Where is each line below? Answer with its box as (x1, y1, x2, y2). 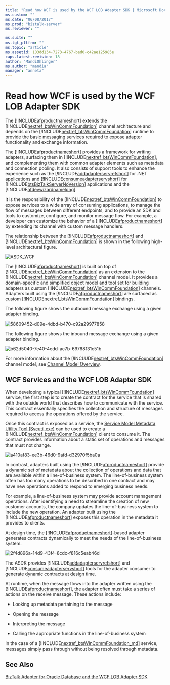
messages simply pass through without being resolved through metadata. (5, 646, 159, 652)
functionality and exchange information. (5, 139, 89, 145)
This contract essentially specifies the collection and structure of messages (5, 405, 163, 411)
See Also (5, 660, 34, 669)
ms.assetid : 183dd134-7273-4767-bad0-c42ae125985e (5, 49, 114, 55)
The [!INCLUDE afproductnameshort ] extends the (5, 117, 107, 124)
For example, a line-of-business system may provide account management (5, 493, 162, 499)
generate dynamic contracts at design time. (5, 571, 96, 577)
